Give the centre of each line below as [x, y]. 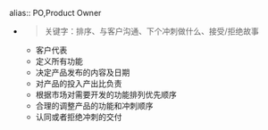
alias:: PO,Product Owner [55, 13]
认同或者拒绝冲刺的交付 [79, 117]
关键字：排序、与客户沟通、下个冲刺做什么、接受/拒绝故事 [151, 31]
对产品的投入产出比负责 [79, 83]
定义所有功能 [59, 61]
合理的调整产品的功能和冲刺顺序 [94, 106]
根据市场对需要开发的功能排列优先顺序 [106, 94]
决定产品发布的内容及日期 [83, 72]
